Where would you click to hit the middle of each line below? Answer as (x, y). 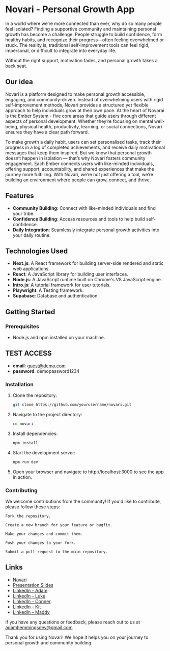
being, (12, 126)
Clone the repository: (35, 395)
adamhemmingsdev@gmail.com (39, 627)
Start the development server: (44, 452)
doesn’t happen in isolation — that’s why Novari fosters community (76, 158)
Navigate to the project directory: (47, 415)
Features (20, 196)
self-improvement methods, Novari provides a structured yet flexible (77, 105)
